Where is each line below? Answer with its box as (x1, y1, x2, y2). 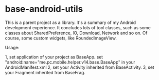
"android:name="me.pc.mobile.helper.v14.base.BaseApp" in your (5, 59, 135, 65)
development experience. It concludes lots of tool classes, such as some (5, 24, 151, 30)
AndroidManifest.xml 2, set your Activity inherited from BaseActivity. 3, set (5, 64, 155, 70)
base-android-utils (5, 3, 83, 15)
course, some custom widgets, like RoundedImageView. (5, 35, 117, 41)
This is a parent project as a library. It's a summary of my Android (5, 20, 136, 25)
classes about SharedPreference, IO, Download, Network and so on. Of (5, 30, 147, 36)
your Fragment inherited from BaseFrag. (5, 69, 86, 75)
